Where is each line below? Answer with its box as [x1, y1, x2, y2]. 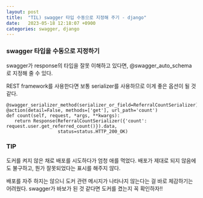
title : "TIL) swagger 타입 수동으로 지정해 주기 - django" [6, 15, 147, 21]
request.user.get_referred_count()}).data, [6, 123, 118, 129]
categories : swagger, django [6, 25, 80, 32]
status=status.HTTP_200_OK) [57, 128, 129, 134]
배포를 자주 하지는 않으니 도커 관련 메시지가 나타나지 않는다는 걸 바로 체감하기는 [6, 177, 193, 185]
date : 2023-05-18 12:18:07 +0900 [6, 20, 96, 26]
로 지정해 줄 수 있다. [6, 69, 53, 76]
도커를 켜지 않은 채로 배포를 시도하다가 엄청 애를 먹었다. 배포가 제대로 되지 [6, 157, 180, 164]
